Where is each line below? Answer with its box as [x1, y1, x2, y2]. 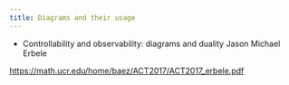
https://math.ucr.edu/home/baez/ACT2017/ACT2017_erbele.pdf [9, 65, 245, 76]
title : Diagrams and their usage [9, 13, 136, 23]
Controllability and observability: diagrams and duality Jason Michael [22, 38, 281, 49]
